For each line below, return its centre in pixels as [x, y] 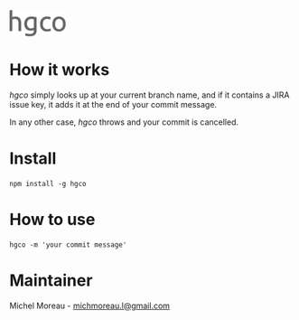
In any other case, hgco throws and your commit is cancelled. [124, 122]
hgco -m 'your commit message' [68, 245]
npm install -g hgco [48, 184]
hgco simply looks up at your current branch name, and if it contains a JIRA [149, 95]
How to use [52, 220]
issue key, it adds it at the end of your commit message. [113, 104]
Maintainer [51, 280]
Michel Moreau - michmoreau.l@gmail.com [89, 306]
